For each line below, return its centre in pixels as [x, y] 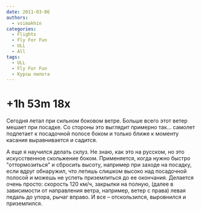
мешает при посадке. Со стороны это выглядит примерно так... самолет [101, 127]
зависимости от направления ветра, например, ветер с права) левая [96, 191]
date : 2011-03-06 [28, 12]
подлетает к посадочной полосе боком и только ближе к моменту [93, 134]
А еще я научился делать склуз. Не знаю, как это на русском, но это [95, 152]
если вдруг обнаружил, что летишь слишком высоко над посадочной [97, 171]
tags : [13, 57]
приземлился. [25, 203]
